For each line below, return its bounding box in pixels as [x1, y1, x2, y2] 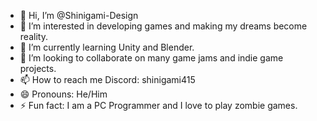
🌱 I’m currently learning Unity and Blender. [19, 41, 195, 53]
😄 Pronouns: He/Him [19, 88, 108, 100]
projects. [19, 63, 57, 74]
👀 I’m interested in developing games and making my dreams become [19, 20, 308, 32]
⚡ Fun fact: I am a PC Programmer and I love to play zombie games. [19, 100, 298, 111]
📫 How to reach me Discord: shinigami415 [19, 74, 196, 85]
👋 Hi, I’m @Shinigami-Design [19, 10, 139, 21]
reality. [19, 31, 48, 42]
